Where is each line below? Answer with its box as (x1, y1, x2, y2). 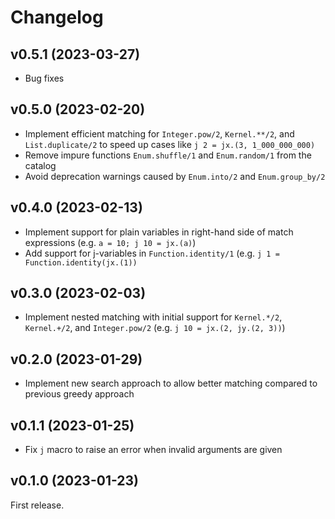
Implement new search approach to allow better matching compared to (24, 377, 318, 390)
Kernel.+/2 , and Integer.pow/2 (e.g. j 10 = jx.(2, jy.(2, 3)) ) (24, 322, 286, 334)
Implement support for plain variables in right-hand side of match (24, 226, 294, 238)
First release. (10, 499, 65, 511)
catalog (24, 159, 57, 171)
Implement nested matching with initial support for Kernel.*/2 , (24, 311, 283, 323)
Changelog (10, 6, 104, 29)
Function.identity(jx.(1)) (24, 257, 138, 268)
